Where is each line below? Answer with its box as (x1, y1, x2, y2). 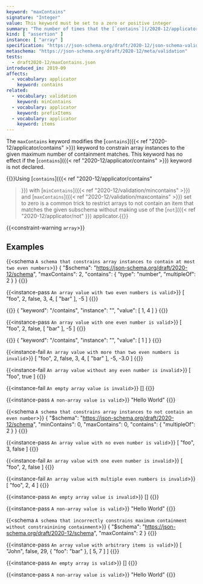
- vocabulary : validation (11, 93, 77, 99)
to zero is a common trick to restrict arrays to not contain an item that (21, 200, 194, 207)
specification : (6, 43, 45, 49)
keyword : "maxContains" (6, 8, 66, 15)
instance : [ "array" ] (6, 37, 63, 43)
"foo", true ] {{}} (6, 373, 47, 380)
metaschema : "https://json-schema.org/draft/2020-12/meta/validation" (6, 48, 188, 54)
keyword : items (17, 121, 56, 127)
